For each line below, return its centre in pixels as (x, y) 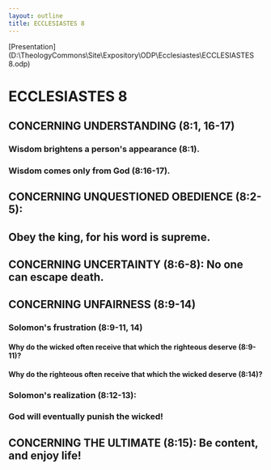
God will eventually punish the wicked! (86, 417)
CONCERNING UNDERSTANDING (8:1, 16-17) (122, 126)
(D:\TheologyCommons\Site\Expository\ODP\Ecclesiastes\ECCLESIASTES (131, 55)
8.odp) (19, 64)
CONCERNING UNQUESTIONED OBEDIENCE (121, 197)
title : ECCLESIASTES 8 (47, 23)
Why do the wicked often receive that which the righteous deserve (123, 347)
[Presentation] (32, 46)
